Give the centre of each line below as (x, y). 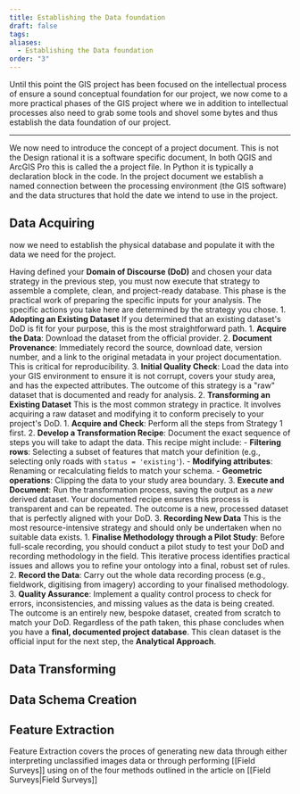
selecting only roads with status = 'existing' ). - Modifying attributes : (141, 461)
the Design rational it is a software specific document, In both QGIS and (141, 157)
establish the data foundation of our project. (90, 122)
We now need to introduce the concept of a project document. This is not (144, 148)
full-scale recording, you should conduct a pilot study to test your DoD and (147, 546)
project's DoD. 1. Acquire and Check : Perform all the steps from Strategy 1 (146, 423)
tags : (19, 34)
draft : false (33, 26)
